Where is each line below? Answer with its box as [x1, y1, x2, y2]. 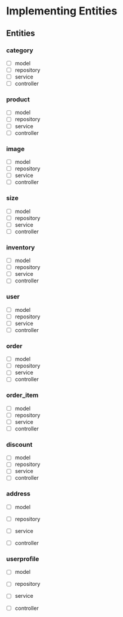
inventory [6, 243, 35, 251]
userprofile [6, 555, 39, 563]
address [6, 490, 31, 498]
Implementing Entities [6, 4, 118, 18]
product [6, 95, 30, 104]
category [6, 46, 33, 55]
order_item [6, 391, 39, 399]
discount [6, 440, 33, 449]
